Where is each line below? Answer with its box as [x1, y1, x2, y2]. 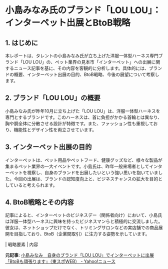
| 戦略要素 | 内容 [5, 241, 38, 247]
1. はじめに [5, 38, 38, 47]
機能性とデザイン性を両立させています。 [13, 126, 97, 132]
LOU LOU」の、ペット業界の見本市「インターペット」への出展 [22, 59, 151, 65]
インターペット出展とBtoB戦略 [5, 17, 131, 28]
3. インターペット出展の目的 [5, 143, 92, 151]
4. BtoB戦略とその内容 [5, 198, 74, 206]
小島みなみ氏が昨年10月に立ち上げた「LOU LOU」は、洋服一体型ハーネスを [5, 108, 160, 114]
